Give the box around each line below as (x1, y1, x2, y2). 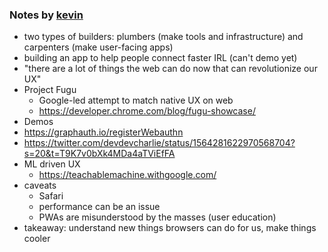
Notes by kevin (9, 8, 84, 22)
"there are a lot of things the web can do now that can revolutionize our (23, 63, 318, 75)
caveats (23, 179, 57, 192)
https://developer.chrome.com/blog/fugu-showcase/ (38, 105, 256, 117)
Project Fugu (23, 84, 77, 96)
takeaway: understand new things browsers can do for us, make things (23, 222, 317, 234)
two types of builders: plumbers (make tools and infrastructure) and (23, 31, 304, 43)
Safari (38, 190, 64, 202)
